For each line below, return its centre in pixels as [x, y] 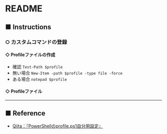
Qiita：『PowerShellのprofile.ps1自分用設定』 [58, 126]
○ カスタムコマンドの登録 [36, 42]
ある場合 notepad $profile [40, 79]
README [24, 9]
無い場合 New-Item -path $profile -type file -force [67, 73]
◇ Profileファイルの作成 [30, 55]
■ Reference [25, 113]
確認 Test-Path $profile [38, 67]
